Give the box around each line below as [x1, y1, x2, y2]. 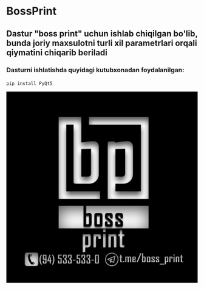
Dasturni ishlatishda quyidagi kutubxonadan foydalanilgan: [6, 66, 185, 74]
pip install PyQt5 [6, 80, 53, 86]
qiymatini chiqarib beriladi [6, 47, 108, 58]
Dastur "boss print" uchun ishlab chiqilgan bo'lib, [6, 29, 198, 39]
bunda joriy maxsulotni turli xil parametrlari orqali [6, 38, 197, 48]
